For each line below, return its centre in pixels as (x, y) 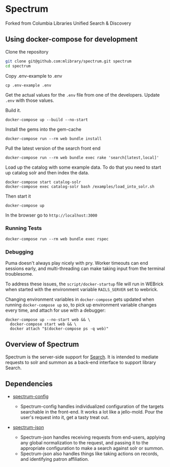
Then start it (18, 196)
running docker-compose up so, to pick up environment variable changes (81, 305)
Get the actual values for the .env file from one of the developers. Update (83, 95)
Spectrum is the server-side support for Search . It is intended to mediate (82, 357)
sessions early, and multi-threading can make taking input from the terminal (85, 268)
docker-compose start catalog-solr (43, 182)
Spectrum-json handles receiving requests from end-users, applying (93, 437)
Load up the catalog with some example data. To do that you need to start (83, 167)
